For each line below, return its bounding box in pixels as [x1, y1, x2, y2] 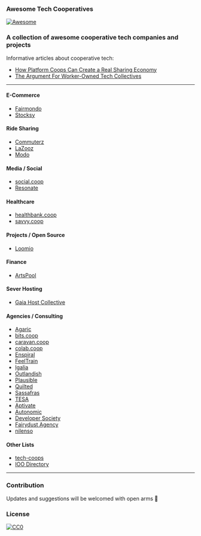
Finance [6, 258, 27, 266]
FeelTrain [14, 358, 38, 365]
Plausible [14, 376, 38, 384]
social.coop [14, 178, 44, 185]
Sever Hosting [6, 285, 43, 293]
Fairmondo [14, 105, 42, 112]
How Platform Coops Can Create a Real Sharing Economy [14, 66, 157, 73]
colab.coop [14, 345, 43, 352]
